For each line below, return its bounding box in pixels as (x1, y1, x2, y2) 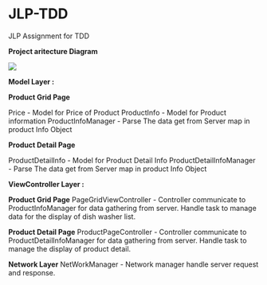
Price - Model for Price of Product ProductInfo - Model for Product (8, 107, 227, 117)
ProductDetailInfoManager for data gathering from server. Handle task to (8, 236, 247, 245)
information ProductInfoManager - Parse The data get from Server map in (8, 116, 250, 126)
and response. (8, 267, 56, 277)
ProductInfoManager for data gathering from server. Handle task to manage (8, 203, 257, 213)
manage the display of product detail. (8, 244, 132, 253)
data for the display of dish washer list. (8, 212, 136, 221)
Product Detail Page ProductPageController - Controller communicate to (8, 227, 247, 236)
